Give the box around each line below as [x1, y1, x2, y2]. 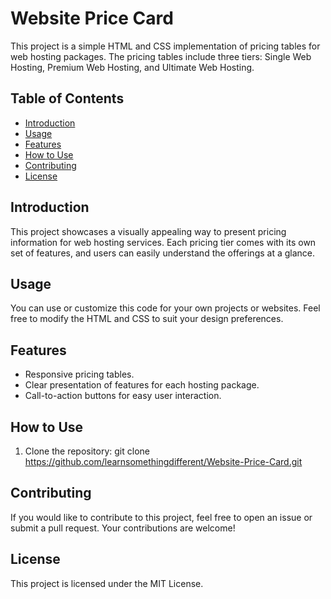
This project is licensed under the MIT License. [10, 577, 204, 589]
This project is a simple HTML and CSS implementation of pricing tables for [10, 40, 321, 52]
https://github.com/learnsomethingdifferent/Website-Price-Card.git [24, 456, 303, 467]
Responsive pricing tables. [24, 368, 135, 381]
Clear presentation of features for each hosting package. [24, 379, 260, 391]
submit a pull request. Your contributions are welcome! [10, 522, 236, 534]
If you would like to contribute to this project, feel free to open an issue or [10, 511, 313, 523]
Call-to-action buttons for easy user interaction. [24, 390, 222, 402]
